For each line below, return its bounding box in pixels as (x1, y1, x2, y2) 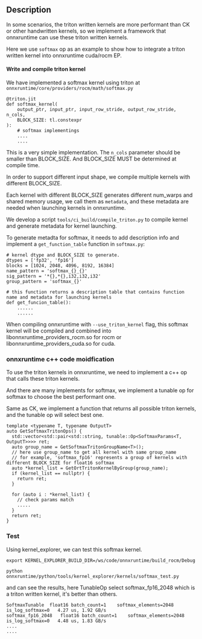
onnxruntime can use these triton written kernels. (6, 33, 128, 41)
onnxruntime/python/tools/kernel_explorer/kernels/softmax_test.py (6, 573, 180, 579)
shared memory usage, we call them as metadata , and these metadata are (6, 198, 189, 205)
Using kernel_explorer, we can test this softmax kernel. (6, 545, 142, 553)
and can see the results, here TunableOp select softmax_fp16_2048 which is (6, 583, 195, 591)
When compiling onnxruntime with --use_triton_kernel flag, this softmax (6, 321, 189, 328)
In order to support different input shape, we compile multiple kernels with (6, 173, 191, 180)
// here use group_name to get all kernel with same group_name (11, 450, 177, 456)
